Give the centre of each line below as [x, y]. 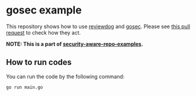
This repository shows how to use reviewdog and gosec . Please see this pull [98, 26]
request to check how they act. [43, 32]
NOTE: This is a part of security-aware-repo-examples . [75, 44]
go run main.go [25, 87]
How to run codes [39, 62]
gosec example [44, 10]
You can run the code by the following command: [65, 76]
